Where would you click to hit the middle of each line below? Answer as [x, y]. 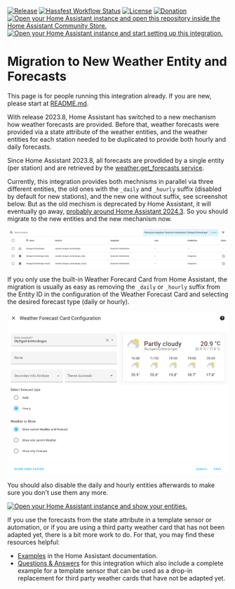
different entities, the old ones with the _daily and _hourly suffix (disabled [115, 189]
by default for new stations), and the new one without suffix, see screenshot [117, 196]
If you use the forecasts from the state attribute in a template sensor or [109, 519]
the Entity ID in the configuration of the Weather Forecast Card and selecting [118, 294]
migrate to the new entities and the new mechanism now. [89, 218]
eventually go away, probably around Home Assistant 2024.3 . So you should [117, 211]
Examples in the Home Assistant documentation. [87, 555]
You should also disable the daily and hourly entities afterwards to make [111, 485]
